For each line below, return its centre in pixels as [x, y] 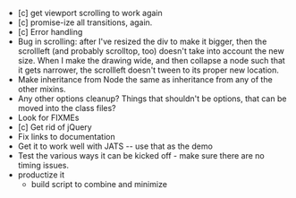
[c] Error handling [50, 32]
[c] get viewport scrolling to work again [90, 13]
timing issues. [43, 165]
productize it [41, 175]
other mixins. [42, 89]
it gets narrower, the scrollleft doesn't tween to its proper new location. [148, 70]
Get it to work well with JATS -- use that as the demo [115, 146]
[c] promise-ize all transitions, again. [85, 22]
